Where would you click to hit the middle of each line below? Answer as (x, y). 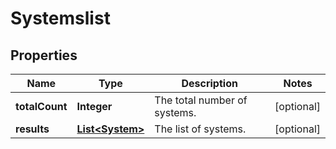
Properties (44, 55)
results (32, 129)
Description (209, 83)
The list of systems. (200, 129)
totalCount (41, 106)
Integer (94, 106)
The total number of (201, 100)
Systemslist (60, 18)
